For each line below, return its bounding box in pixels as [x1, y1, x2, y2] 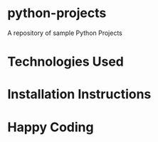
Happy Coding [7, 119, 94, 135]
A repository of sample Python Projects [7, 29, 123, 37]
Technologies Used [7, 54, 125, 70]
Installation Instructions [7, 86, 152, 103]
